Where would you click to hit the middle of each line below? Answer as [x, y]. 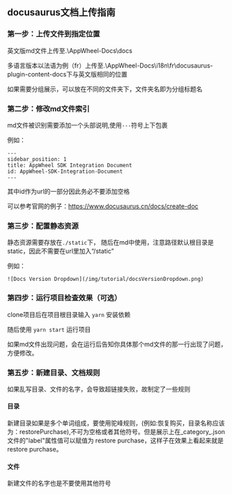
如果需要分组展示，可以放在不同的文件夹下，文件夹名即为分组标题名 [105, 88]
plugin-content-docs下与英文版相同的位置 [67, 74]
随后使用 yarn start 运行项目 [49, 329]
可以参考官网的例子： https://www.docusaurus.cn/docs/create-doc [103, 206]
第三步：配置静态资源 [43, 226]
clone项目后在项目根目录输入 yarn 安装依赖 [69, 314]
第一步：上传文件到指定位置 [54, 34]
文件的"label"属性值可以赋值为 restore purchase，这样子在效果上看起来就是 [116, 440]
